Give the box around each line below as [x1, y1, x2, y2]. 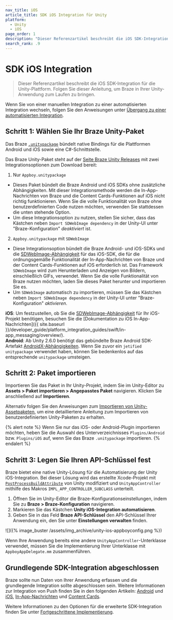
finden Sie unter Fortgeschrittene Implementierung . [5, 609, 114, 615]
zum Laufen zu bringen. [45, 91, 96, 97]
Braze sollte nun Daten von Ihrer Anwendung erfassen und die [5, 577, 137, 583]
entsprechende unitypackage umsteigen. [5, 354, 92, 360]
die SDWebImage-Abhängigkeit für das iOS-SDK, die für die [12, 251, 140, 257]
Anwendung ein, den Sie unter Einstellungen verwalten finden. [12, 518, 148, 524]
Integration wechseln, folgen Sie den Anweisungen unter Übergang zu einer [5, 107, 166, 113]
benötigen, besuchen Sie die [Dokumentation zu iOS [21, 315, 133, 322]
